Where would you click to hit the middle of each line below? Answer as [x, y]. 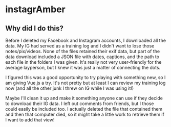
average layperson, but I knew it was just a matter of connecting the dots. [83, 68]
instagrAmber [35, 9]
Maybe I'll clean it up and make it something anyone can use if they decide [84, 98]
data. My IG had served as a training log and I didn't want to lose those [80, 46]
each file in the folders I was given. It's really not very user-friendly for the [83, 62]
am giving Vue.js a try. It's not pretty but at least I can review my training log [85, 83]
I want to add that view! [30, 120]
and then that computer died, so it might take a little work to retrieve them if [85, 114]
